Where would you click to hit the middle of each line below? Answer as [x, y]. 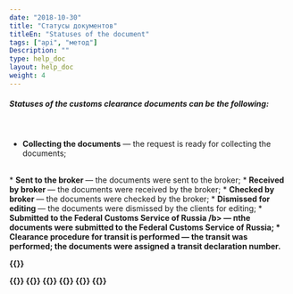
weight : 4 [28, 76]
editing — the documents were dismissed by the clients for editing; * [136, 208]
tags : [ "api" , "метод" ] [54, 42]
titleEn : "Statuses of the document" [80, 34]
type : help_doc [38, 59]
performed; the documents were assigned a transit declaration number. [145, 246]
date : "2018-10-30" [46, 17]
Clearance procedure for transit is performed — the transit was [129, 236]
